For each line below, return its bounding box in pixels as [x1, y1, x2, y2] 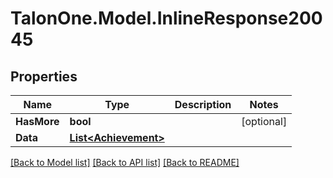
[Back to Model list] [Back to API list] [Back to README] [10, 157, 240, 168]
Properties [10, 68, 78, 85]
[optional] [241, 115, 288, 128]
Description [174, 98, 232, 111]
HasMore [15, 115, 60, 128]
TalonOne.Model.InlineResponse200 [10, 7, 323, 30]
